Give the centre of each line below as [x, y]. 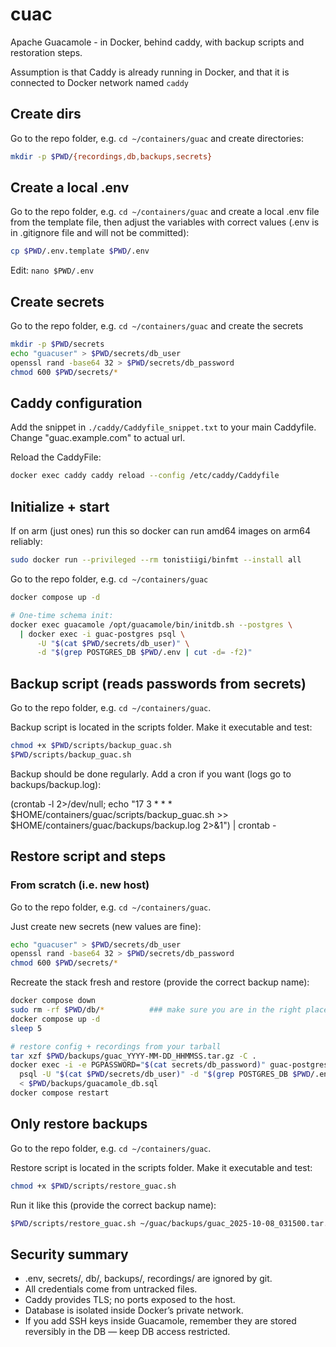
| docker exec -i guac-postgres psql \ [102, 634]
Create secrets [57, 301]
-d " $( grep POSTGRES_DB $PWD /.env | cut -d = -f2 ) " [144, 653]
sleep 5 [26, 1028]
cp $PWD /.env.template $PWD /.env [80, 251]
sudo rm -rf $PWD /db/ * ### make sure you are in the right [156, 1010]
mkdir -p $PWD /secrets [57, 344]
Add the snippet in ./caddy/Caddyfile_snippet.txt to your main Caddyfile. [163, 427]
